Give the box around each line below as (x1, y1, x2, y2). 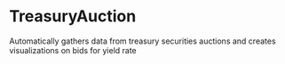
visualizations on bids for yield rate (9, 44, 138, 55)
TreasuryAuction (9, 6, 137, 27)
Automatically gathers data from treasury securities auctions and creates (9, 36, 277, 46)
